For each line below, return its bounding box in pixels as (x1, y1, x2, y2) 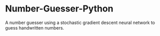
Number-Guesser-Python (5, 3, 114, 14)
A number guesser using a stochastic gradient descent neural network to (5, 19, 156, 25)
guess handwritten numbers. (5, 24, 64, 30)
